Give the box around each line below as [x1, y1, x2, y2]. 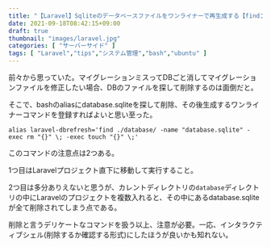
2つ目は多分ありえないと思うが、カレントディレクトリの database [8, 182, 225, 192]
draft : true [8, 27, 48, 35]
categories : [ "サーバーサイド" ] [8, 42, 115, 50]
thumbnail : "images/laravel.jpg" [8, 34, 121, 43]
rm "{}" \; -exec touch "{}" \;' [26, 133, 139, 141]
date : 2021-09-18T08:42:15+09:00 [8, 19, 121, 27]
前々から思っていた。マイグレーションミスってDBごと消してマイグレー [8, 73, 244, 82]
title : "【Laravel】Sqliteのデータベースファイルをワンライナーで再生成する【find [8, 11, 261, 20]
